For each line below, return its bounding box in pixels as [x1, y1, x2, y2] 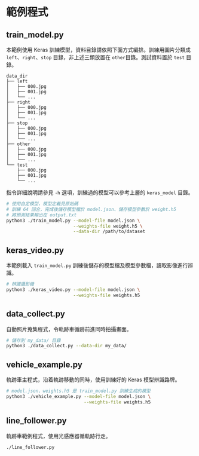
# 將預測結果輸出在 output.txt [6, 212, 77, 218]
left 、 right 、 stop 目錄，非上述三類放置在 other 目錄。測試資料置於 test [6, 54, 185, 60]
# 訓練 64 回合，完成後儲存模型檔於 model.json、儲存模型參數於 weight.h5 [6, 206, 176, 212]
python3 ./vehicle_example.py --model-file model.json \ [6, 393, 151, 399]
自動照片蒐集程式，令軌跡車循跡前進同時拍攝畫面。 [6, 325, 132, 332]
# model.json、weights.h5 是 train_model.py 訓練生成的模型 [6, 388, 151, 394]
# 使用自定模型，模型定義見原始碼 [6, 201, 79, 207]
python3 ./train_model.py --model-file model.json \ [6, 218, 140, 224]
